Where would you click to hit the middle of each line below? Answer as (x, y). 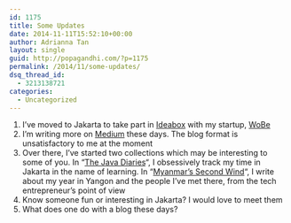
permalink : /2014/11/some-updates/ (75, 67)
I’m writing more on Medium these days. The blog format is (130, 135)
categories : (31, 91)
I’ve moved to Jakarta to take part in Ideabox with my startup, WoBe (146, 125)
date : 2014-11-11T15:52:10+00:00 (71, 34)
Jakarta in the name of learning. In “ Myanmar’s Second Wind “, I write (148, 172)
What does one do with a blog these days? (100, 210)
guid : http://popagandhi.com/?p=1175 (79, 58)
